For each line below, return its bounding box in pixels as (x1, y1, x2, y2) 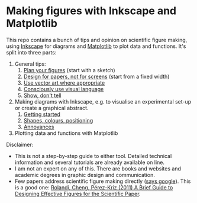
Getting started (23, 111, 61, 118)
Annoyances (23, 123, 54, 130)
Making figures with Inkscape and (6, 4, 177, 18)
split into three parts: (6, 49, 57, 56)
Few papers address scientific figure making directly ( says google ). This (14, 178, 191, 185)
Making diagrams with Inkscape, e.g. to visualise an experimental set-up (14, 98, 192, 105)
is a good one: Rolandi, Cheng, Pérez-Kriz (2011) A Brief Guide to (14, 183, 173, 191)
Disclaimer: (6, 141, 34, 148)
